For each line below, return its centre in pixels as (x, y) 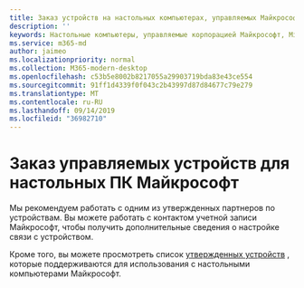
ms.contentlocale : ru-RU (56, 102)
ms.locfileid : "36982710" (58, 119)
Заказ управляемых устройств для (150, 163)
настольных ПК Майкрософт (124, 183)
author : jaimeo (38, 52)
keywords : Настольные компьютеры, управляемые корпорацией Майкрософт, (147, 34)
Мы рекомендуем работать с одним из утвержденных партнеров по (142, 208)
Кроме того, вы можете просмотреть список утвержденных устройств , (150, 254)
